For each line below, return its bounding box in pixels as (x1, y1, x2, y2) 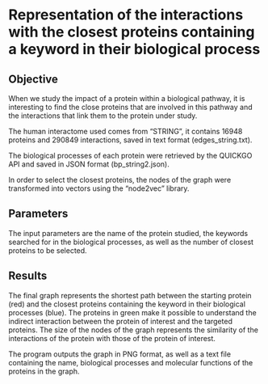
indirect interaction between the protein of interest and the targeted (8, 316, 232, 326)
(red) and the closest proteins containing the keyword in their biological (8, 299, 246, 309)
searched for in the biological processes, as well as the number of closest (8, 237, 254, 247)
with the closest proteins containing (8, 23, 255, 41)
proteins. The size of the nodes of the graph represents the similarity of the (8, 325, 258, 335)
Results (8, 269, 48, 283)
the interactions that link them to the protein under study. (8, 111, 198, 120)
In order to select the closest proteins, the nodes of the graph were (8, 175, 232, 184)
